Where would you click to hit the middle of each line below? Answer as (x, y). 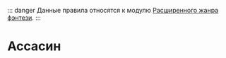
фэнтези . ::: (24, 18)
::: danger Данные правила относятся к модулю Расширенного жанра (113, 10)
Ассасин (34, 46)
